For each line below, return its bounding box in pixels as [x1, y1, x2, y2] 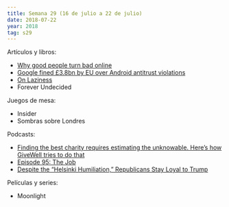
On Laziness [16, 76, 53, 84]
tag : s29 [7, 29, 32, 36]
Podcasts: [7, 130, 36, 138]
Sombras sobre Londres [16, 117, 86, 125]
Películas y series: [7, 179, 58, 187]
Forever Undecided [16, 83, 72, 91]
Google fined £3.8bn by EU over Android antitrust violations [16, 69, 186, 77]
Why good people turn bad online [16, 61, 112, 69]
